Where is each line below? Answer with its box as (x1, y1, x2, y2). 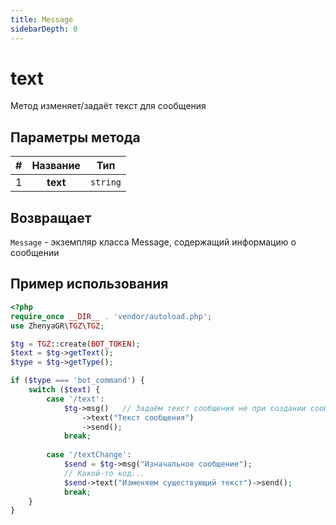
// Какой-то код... (63, 468, 145, 478)
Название (31, 159, 81, 173)
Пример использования (10, 276, 169, 293)
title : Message (10, 14, 74, 25)
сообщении (10, 247, 60, 259)
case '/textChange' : (46, 450, 132, 460)
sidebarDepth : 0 (10, 24, 78, 34)
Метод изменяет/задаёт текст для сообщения (10, 100, 207, 112)
